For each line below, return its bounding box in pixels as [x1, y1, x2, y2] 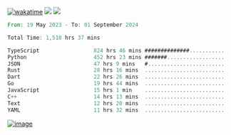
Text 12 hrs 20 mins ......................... [7, 99, 225, 107]
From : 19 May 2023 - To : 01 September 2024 [7, 21, 139, 28]
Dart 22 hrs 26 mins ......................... [7, 73, 225, 81]
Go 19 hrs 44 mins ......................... [7, 80, 225, 87]
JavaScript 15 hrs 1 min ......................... [7, 87, 225, 94]
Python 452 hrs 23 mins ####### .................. [7, 53, 225, 60]
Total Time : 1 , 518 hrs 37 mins [7, 34, 101, 41]
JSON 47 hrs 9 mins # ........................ [7, 60, 225, 67]
